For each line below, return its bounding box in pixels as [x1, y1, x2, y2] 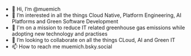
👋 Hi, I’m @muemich [11, 6, 61, 12]
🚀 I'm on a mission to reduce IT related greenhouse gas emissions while [11, 24, 186, 31]
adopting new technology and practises [11, 30, 108, 37]
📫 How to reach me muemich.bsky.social [11, 43, 112, 50]
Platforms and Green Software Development [11, 18, 118, 24]
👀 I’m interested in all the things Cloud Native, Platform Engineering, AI [11, 12, 182, 19]
